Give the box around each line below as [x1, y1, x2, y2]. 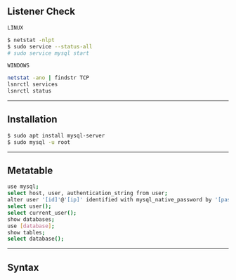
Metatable [7, 165, 53, 177]
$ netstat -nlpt [7, 36, 55, 44]
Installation [7, 114, 58, 126]
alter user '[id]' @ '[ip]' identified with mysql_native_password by [7, 196, 212, 204]
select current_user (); [7, 209, 77, 216]
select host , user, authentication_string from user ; [7, 189, 169, 197]
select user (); [7, 203, 52, 210]
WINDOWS [7, 62, 30, 69]
